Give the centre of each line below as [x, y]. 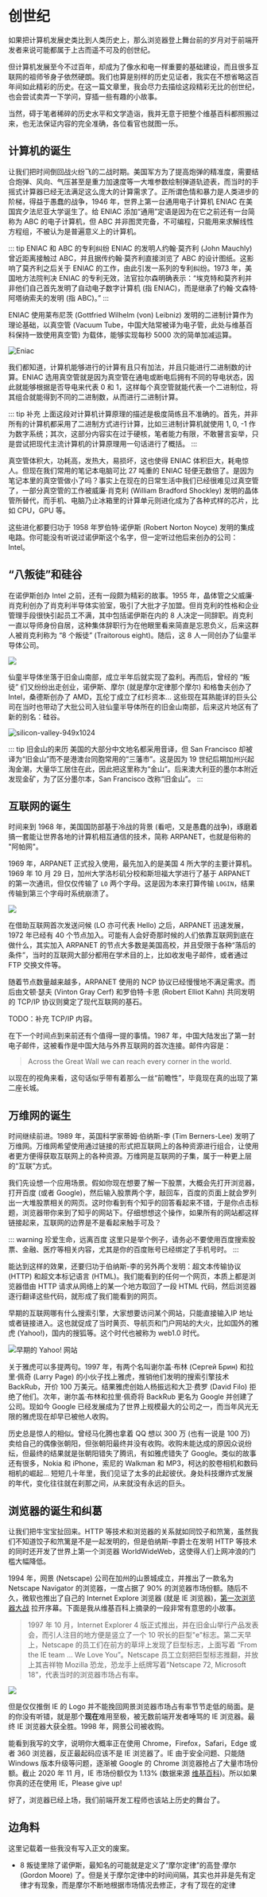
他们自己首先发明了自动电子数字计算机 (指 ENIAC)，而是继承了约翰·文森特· [136, 288]
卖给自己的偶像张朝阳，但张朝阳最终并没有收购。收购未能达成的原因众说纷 [130, 1443]
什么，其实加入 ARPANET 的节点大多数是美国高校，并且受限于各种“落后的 [135, 945]
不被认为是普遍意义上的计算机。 [88, 231]
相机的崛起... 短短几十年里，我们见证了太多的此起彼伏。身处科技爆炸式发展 [131, 1474]
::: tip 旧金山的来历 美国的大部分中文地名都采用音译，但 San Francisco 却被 [130, 749]
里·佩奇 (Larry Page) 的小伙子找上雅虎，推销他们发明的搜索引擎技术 [119, 1377]
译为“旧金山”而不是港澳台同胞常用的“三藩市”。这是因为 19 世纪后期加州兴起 [131, 759]
